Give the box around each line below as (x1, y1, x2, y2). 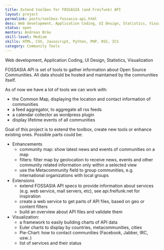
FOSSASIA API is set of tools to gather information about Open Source (5, 67, 146, 73)
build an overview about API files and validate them (19, 209, 123, 215)
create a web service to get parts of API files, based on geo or (19, 198, 145, 204)
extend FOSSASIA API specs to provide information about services (19, 182, 154, 189)
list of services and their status (19, 240, 82, 246)
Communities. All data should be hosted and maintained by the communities (5, 72, 158, 77)
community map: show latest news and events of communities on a (19, 146, 155, 152)
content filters (19, 203, 48, 209)
